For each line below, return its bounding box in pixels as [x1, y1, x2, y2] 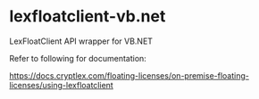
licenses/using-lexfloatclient [9, 79, 113, 90]
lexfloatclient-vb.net [9, 6, 166, 27]
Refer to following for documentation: [9, 53, 147, 63]
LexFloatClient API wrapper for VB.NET [9, 36, 154, 46]
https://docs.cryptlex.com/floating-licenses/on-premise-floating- [9, 70, 250, 81]
